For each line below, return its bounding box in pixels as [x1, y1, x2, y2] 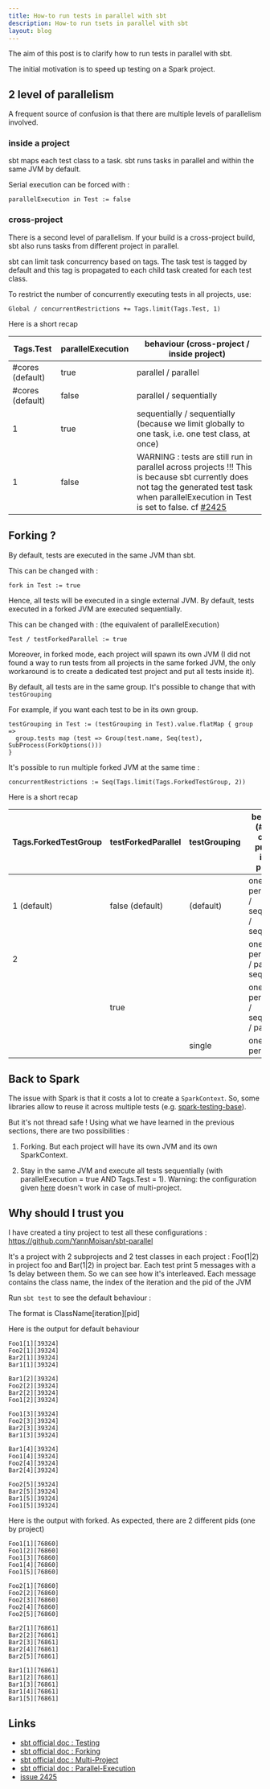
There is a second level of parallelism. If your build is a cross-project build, [8, 232, 256, 242]
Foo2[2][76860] [8, 1590, 59, 1598]
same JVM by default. [8, 164, 81, 174]
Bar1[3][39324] [8, 1431, 59, 1440]
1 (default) [12, 900, 53, 911]
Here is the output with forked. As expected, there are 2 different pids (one [8, 1516, 256, 1525]
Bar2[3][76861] [8, 1639, 59, 1647]
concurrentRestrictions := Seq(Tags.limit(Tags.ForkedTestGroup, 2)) [8, 778, 247, 786]
